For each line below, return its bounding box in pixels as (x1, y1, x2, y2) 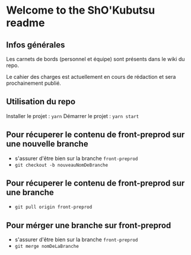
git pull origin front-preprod (14, 204, 93, 211)
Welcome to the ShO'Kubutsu (6, 4, 155, 17)
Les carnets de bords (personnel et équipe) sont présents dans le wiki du (6, 56, 185, 62)
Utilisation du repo (6, 97, 76, 107)
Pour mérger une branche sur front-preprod (6, 220, 171, 230)
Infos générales (6, 40, 65, 50)
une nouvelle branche (6, 139, 88, 149)
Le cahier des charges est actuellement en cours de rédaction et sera (6, 74, 176, 80)
